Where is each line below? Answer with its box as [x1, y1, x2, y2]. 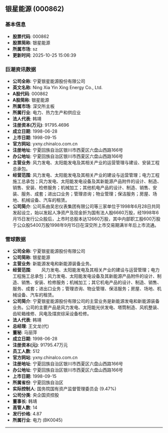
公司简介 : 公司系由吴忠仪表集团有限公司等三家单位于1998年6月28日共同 [12, 203, 160, 209]
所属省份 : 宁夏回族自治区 [12, 379, 63, 385]
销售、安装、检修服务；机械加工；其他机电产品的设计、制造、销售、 [12, 184, 153, 190]
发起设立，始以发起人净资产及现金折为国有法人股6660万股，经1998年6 [12, 209, 159, 215]
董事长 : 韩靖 [12, 398, 37, 404]
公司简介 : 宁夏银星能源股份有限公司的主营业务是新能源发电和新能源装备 [12, 298, 160, 304]
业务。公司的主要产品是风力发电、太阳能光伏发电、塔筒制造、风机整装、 [12, 304, 161, 310]
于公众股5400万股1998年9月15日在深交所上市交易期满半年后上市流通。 [12, 222, 159, 228]
